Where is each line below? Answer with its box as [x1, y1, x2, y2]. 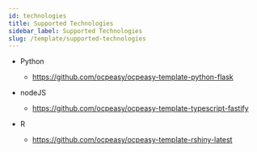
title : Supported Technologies [8, 19, 114, 27]
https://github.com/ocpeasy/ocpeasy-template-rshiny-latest [32, 135, 233, 145]
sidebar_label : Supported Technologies [8, 27, 143, 35]
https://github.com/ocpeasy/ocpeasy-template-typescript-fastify [32, 103, 249, 113]
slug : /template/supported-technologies [8, 34, 147, 43]
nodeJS [19, 88, 47, 98]
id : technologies [8, 11, 67, 20]
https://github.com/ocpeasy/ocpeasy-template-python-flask [32, 72, 234, 82]
